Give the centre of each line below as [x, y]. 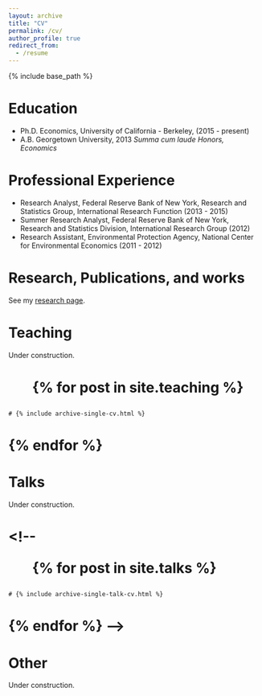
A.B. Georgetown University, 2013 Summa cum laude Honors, [122, 139]
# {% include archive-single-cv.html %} [77, 414]
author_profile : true [45, 38]
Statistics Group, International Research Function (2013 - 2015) [124, 211]
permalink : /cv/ [35, 31]
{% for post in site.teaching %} [137, 387]
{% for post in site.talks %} [124, 568]
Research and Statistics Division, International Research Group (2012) [135, 228]
